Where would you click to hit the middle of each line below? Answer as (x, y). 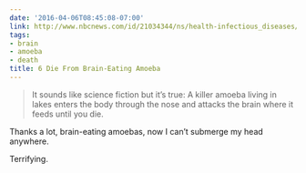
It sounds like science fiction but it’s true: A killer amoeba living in (154, 94)
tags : (20, 35)
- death (24, 60)
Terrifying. (29, 158)
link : (20, 26)
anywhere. (29, 141)
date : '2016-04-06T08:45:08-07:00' (77, 18)
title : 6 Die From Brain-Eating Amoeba (85, 69)
